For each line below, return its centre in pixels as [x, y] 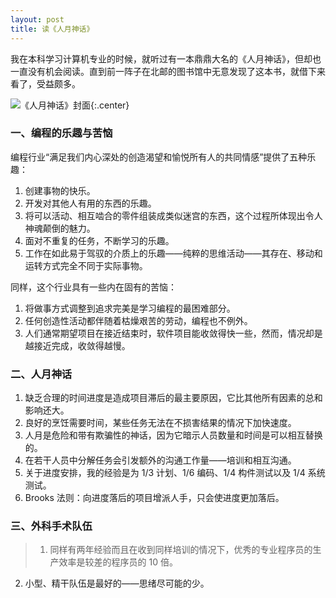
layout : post [37, 19]
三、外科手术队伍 [51, 526]
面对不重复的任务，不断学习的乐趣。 [99, 240]
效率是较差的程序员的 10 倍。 [118, 562]
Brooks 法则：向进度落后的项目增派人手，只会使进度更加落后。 [154, 498]
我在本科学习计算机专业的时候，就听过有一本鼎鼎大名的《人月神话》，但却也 [166, 58]
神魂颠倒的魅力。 [60, 228]
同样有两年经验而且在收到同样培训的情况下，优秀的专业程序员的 [181, 550]
